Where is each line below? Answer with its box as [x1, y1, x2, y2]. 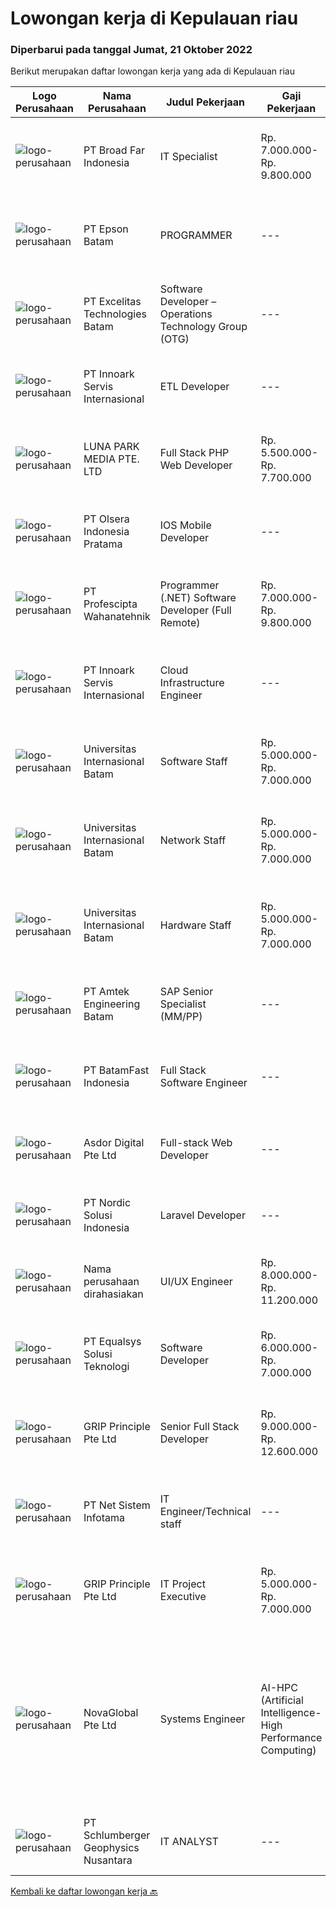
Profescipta [83, 597, 138, 611]
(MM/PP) [159, 1010, 203, 1024]
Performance [260, 1731, 323, 1745]
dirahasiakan [83, 1287, 144, 1301]
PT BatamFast [83, 1063, 150, 1077]
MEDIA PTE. [83, 452, 140, 466]
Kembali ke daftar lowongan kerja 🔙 [10, 1885, 158, 1897]
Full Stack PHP [159, 446, 230, 460]
